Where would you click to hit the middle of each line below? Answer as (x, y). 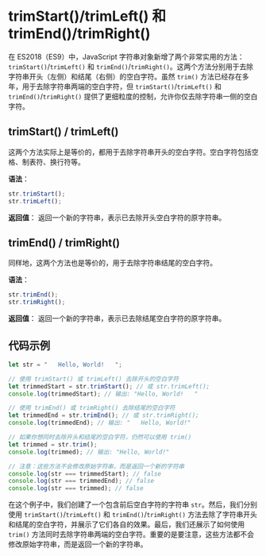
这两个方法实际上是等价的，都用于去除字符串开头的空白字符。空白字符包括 (130, 152)
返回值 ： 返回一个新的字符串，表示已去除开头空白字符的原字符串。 (117, 217)
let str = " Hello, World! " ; (66, 365)
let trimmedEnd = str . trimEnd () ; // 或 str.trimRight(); (104, 415)
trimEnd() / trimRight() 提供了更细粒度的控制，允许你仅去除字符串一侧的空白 (133, 96)
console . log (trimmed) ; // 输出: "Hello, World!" (89, 452)
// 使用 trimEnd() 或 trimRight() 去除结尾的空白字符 (92, 408)
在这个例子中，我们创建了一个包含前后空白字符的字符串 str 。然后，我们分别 (133, 504)
